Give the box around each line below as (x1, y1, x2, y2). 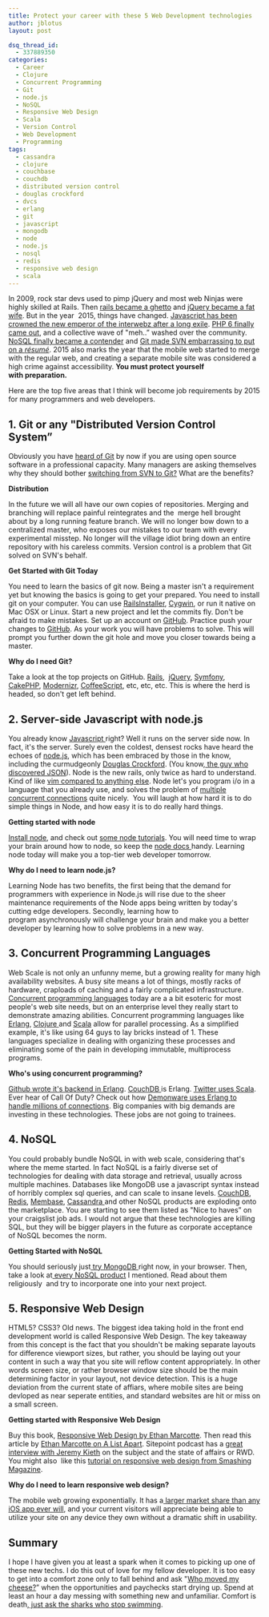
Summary (8, 1535, 58, 1550)
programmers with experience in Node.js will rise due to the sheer (8, 890, 227, 899)
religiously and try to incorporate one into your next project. (8, 1278, 207, 1288)
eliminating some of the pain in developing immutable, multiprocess (8, 1044, 231, 1054)
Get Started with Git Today (8, 566, 98, 576)
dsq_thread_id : (8, 41, 59, 49)
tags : (8, 145, 26, 153)
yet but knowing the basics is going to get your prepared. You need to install (8, 590, 260, 600)
